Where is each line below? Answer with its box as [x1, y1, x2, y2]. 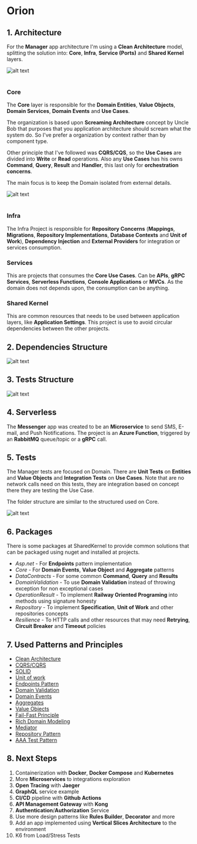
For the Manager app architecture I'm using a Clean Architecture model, [6, 43, 184, 50]
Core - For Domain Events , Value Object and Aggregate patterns [15, 566, 175, 573]
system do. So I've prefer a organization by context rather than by [6, 131, 166, 139]
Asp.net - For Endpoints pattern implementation [15, 560, 132, 567]
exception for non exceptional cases [15, 585, 103, 592]
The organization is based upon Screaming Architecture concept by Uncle [6, 119, 189, 126]
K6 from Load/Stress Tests [15, 832, 81, 839]
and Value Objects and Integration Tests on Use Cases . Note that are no [6, 474, 185, 481]
